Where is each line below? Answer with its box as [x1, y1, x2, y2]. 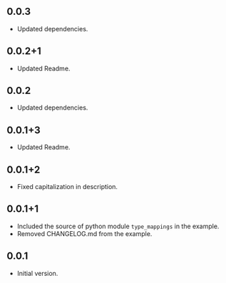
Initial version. [16, 269, 58, 277]
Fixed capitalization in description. [16, 183, 118, 191]
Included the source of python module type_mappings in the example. [16, 222, 220, 230]
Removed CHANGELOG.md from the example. [16, 229, 153, 237]
